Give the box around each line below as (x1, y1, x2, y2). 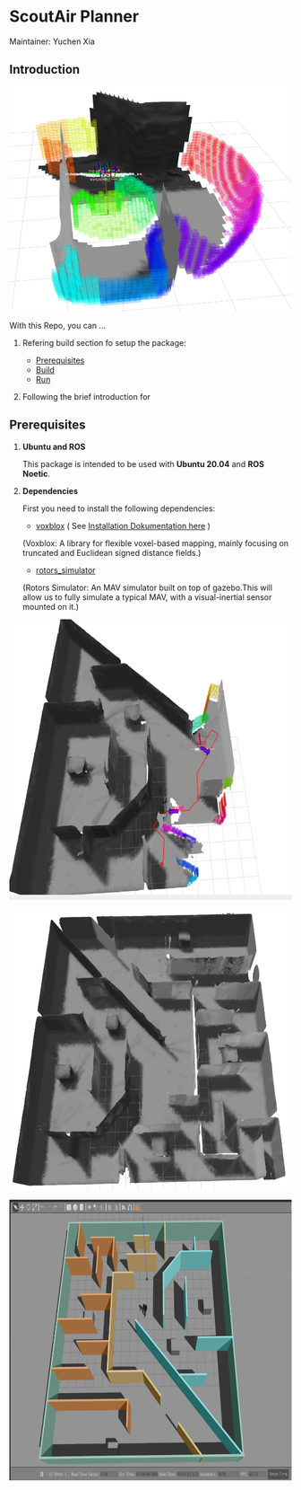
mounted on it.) (21, 601, 79, 612)
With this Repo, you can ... (9, 320, 106, 331)
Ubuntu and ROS (21, 441, 86, 452)
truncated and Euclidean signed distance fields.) (21, 547, 202, 558)
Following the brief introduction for (21, 391, 150, 401)
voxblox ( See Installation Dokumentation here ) (35, 520, 211, 531)
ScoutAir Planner (9, 6, 140, 27)
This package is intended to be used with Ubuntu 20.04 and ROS (21, 458, 264, 469)
